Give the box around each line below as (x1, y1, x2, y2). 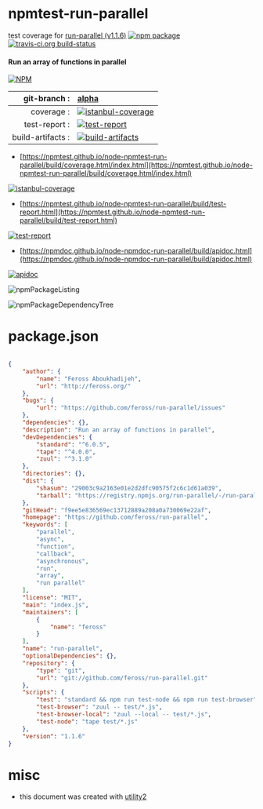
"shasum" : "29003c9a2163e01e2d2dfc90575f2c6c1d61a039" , (36, 484, 222, 492)
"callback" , (36, 550, 76, 558)
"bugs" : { (22, 397, 55, 405)
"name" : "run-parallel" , (22, 645, 103, 653)
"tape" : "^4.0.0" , (36, 448, 96, 456)
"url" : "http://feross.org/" (36, 382, 131, 390)
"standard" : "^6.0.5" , (36, 440, 110, 448)
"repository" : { (22, 659, 76, 667)
